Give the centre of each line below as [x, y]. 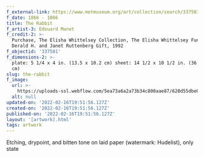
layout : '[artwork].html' [39, 119]
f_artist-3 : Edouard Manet [40, 29]
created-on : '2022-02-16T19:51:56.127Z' [58, 108]
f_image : [17, 80]
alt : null [24, 97]
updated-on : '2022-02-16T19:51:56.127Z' [58, 102]
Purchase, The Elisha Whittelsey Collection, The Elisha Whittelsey [100, 40]
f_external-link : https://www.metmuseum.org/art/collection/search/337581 [103, 12]
